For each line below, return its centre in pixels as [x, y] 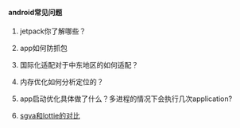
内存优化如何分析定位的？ [62, 82]
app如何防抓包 [43, 48]
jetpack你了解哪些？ [53, 31]
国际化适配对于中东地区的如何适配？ [79, 65]
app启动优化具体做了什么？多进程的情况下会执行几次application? [126, 99]
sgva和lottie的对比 [50, 116]
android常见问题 [35, 12]
